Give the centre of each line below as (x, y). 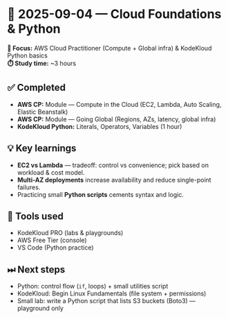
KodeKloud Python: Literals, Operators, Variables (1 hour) (99, 126)
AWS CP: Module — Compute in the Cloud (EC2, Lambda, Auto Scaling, (119, 104)
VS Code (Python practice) (56, 248)
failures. (29, 187)
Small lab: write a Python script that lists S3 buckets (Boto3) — (106, 301)
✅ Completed (36, 88)
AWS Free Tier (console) (52, 240)
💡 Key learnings (42, 148)
